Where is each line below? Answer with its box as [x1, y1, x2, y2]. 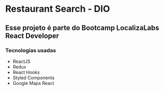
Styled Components [12, 75, 55, 81]
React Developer [5, 31, 60, 40]
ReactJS [12, 58, 31, 64]
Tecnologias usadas [5, 47, 56, 54]
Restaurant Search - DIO [5, 3, 111, 15]
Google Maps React [12, 80, 54, 86]
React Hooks [12, 69, 40, 75]
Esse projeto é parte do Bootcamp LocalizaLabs [5, 24, 159, 32]
